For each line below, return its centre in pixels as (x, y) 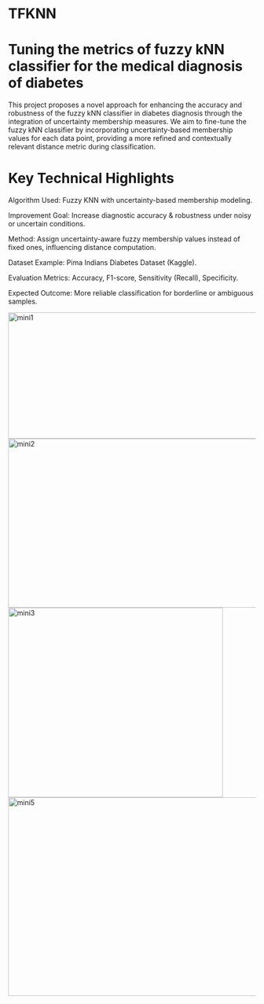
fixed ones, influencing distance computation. (82, 248)
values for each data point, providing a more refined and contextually (120, 138)
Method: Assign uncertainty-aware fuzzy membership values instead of (125, 239)
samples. (23, 302)
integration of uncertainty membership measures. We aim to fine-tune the (128, 122)
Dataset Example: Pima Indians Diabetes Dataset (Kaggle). (103, 263)
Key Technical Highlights (91, 178)
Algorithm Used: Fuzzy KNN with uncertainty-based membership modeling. (130, 200)
